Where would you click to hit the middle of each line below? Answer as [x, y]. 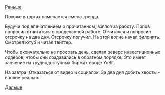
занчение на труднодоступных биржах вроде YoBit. [60, 63]
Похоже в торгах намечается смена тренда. [52, 17]
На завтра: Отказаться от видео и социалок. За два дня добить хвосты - [82, 72]
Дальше [14, 87]
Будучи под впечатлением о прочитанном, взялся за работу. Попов [78, 26]
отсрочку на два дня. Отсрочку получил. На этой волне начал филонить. [83, 37]
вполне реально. [23, 78]
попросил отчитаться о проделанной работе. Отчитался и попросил [78, 32]
